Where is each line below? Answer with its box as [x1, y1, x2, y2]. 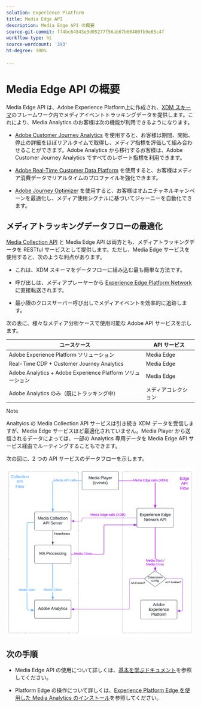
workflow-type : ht [6, 35, 52, 41]
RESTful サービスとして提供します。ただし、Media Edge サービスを [23, 246, 190, 253]
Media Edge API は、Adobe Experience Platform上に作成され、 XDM [6, 103, 174, 111]
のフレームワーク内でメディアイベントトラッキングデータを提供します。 [11, 111, 188, 118]
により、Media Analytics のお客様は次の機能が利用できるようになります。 [11, 118, 193, 126]
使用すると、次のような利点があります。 [6, 253, 106, 261]
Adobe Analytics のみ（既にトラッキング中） [8, 390, 119, 396]
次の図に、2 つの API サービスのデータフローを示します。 [6, 455, 148, 462]
